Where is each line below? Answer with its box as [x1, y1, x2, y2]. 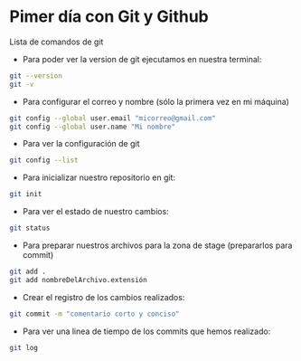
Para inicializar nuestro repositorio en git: [22, 172, 176, 183]
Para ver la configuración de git [22, 138, 140, 149]
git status [9, 223, 51, 233]
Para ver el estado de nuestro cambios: [22, 206, 169, 217]
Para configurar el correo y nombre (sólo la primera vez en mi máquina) [22, 96, 289, 107]
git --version [9, 71, 63, 81]
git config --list [9, 156, 79, 165]
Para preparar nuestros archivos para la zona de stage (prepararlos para [22, 240, 293, 251]
